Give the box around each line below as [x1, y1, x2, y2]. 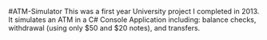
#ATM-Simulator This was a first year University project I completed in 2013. [8, 7, 260, 16]
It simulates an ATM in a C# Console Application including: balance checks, [8, 15, 257, 24]
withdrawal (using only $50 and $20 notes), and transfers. [8, 24, 201, 32]
